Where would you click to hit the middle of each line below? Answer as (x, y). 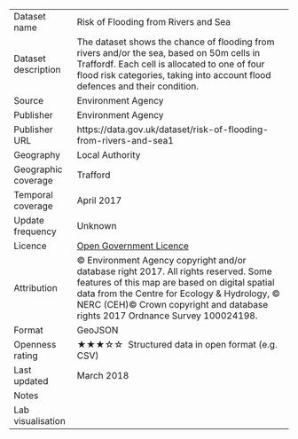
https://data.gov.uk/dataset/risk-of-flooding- (173, 129)
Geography (37, 155)
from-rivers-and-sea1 (125, 141)
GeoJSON (98, 330)
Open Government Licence (133, 246)
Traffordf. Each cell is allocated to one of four (171, 64)
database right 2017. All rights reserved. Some (174, 271)
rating (26, 356)
